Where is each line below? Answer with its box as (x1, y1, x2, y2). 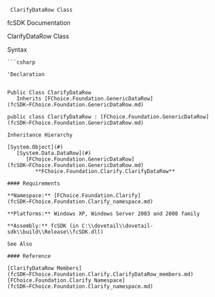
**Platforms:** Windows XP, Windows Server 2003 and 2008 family (7, 210, 200, 217)
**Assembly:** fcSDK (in (7, 222, 79, 229)
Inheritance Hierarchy (7, 132, 73, 138)
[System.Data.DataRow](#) (16, 150, 92, 156)
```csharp (7, 59, 36, 66)
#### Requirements (7, 180, 60, 187)
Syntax (7, 46, 28, 53)
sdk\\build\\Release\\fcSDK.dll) (7, 228, 104, 235)
